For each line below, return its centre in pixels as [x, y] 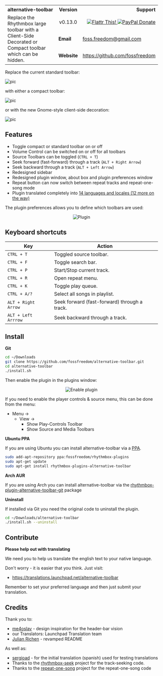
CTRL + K [17, 286]
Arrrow [15, 320]
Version [68, 9]
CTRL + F [17, 262]
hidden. [16, 60]
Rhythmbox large [27, 24]
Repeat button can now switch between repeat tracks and [70, 183]
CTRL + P [17, 270]
